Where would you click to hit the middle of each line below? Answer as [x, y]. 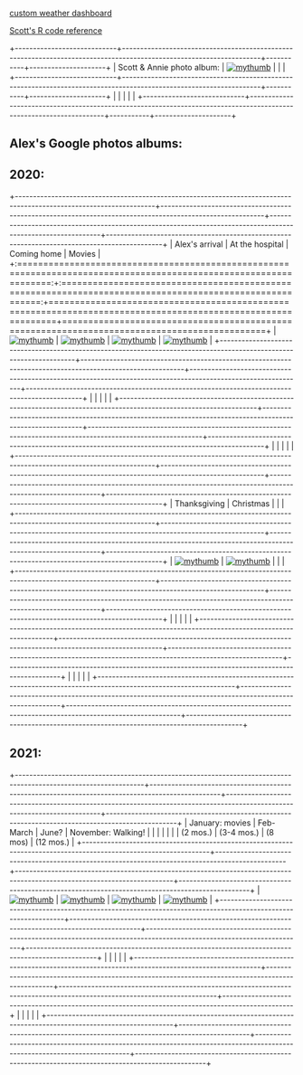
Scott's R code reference [56, 30]
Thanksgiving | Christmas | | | [230, 504]
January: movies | [223, 823]
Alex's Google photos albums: [96, 144]
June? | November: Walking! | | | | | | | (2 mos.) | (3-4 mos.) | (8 [157, 833]
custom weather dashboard [61, 13]
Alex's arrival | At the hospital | [232, 244]
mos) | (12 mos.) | [42, 842]
